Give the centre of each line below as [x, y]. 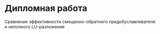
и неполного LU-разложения [34, 26]
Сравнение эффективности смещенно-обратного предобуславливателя [80, 22]
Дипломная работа [46, 8]
